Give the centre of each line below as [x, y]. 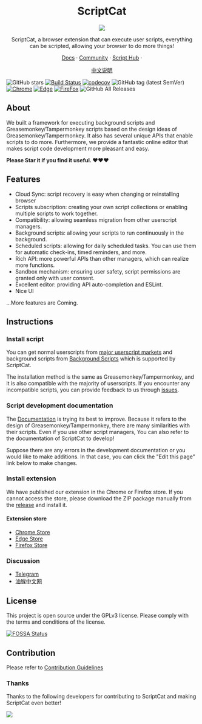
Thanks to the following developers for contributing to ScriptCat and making [101, 697]
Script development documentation [60, 405]
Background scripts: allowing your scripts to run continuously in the [99, 233]
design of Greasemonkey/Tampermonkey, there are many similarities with [98, 425]
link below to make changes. [42, 463]
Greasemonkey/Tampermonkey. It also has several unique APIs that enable [99, 136]
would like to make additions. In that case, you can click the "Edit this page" [101, 457]
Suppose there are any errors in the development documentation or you [96, 450]
